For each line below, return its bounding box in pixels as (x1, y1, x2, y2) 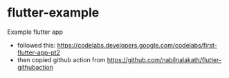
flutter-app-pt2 (17, 48, 61, 57)
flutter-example (7, 5, 100, 21)
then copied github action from (17, 55, 106, 64)
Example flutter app (7, 28, 64, 36)
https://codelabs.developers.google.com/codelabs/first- (57, 41, 218, 49)
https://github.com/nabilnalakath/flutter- (107, 55, 222, 64)
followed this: (17, 41, 56, 49)
